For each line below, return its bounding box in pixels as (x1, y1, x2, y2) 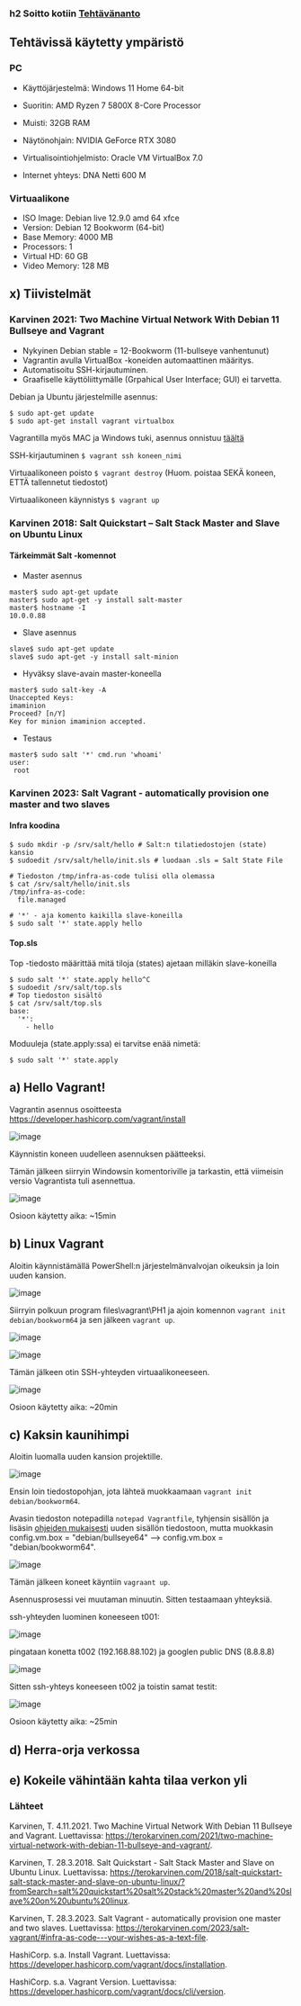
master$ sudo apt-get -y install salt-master (9, 595, 182, 605)
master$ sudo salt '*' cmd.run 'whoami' (9, 750, 164, 759)
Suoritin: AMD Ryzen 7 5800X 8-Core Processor (22, 100, 201, 111)
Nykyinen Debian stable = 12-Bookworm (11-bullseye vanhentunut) (22, 345, 270, 355)
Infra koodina (9, 820, 60, 831)
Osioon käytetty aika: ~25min (9, 1716, 119, 1727)
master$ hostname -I (9, 603, 87, 612)
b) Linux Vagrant (9, 1237, 104, 1252)
